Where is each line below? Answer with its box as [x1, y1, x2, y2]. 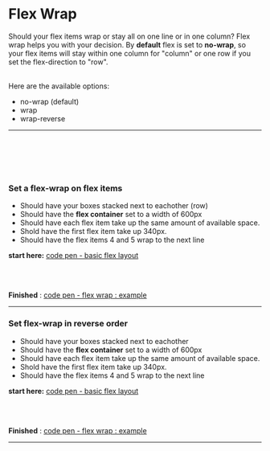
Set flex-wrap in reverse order [8, 318, 129, 330]
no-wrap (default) [19, 96, 80, 106]
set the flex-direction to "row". [8, 57, 108, 67]
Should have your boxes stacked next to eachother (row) [19, 201, 209, 211]
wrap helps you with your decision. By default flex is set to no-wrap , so [8, 39, 247, 49]
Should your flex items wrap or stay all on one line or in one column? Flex [8, 31, 251, 41]
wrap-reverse [19, 113, 66, 123]
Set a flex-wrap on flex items [8, 182, 123, 194]
